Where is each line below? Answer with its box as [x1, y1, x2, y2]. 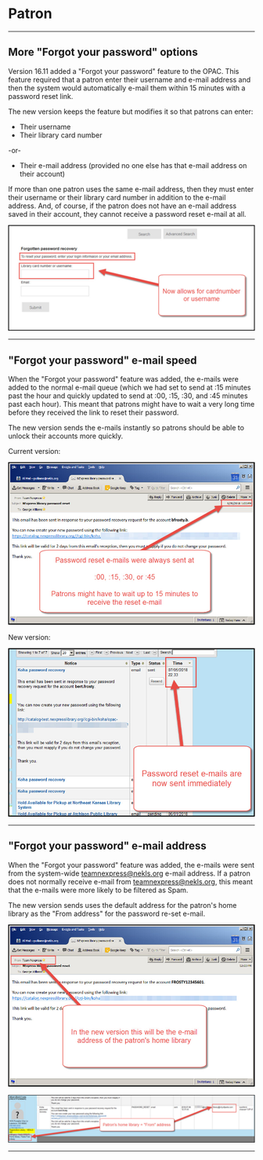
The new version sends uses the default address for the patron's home [8, 900, 237, 909]
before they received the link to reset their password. [8, 408, 179, 417]
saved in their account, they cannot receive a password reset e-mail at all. [8, 209, 247, 218]
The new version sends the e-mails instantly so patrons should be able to [8, 423, 245, 433]
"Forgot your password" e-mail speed [8, 353, 197, 367]
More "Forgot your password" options [8, 46, 198, 59]
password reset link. [8, 91, 74, 101]
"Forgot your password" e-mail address [8, 840, 207, 853]
